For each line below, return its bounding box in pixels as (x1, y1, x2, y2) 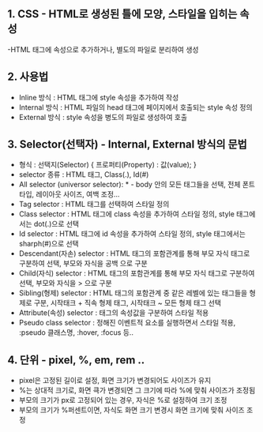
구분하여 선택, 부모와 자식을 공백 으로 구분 (18, 259, 148, 269)
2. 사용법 (7, 70, 49, 84)
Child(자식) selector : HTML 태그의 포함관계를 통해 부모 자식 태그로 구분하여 (18, 269, 255, 278)
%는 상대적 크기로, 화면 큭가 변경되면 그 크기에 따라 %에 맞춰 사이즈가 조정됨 (18, 385, 256, 395)
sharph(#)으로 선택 (18, 239, 80, 249)
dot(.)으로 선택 (33, 220, 80, 229)
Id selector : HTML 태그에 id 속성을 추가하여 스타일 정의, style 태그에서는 (18, 229, 246, 239)
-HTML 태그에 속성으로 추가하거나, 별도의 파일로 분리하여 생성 (7, 44, 199, 54)
